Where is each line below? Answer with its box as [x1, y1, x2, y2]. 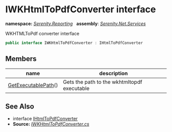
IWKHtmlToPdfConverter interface [5, 4, 156, 15]
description [99, 70, 128, 77]
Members [5, 55, 37, 63]
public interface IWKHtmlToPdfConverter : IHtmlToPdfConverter [5, 40, 143, 46]
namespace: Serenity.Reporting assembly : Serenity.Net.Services [5, 20, 146, 27]
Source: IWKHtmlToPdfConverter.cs [12, 121, 90, 127]
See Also [5, 102, 34, 111]
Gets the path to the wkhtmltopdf [63, 78, 142, 85]
